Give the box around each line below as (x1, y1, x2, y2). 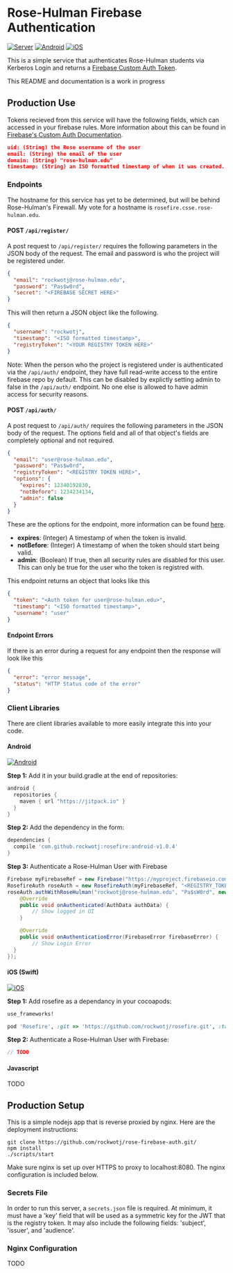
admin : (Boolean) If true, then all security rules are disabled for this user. (17, 556, 225, 564)
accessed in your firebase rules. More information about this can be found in (7, 123, 226, 131)
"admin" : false (19, 495, 64, 502)
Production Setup (7, 1099, 85, 1111)
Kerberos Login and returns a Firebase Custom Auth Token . (7, 63, 177, 72)
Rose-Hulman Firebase (7, 5, 142, 21)
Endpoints (7, 179, 43, 189)
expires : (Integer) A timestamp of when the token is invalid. (17, 534, 187, 542)
